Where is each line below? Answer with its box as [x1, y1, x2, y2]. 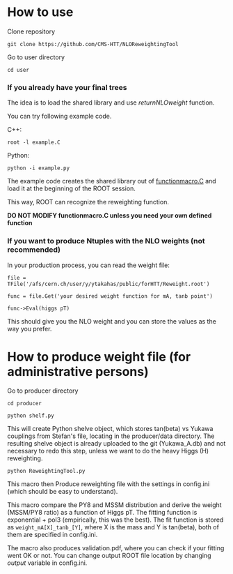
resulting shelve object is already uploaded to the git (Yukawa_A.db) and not [7, 439, 226, 448]
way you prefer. [7, 324, 52, 333]
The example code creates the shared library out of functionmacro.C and [7, 177, 217, 186]
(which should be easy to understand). [7, 488, 118, 496]
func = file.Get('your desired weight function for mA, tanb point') [7, 292, 214, 300]
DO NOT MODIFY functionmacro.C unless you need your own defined [7, 211, 212, 220]
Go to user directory [7, 53, 65, 61]
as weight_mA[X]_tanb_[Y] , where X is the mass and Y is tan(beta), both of [7, 523, 219, 531]
